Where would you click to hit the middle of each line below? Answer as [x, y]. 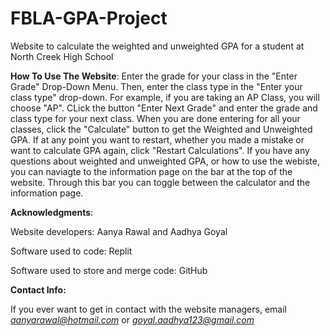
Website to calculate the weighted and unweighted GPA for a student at [157, 46]
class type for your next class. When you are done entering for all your [155, 118]
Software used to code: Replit [71, 251]
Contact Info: [38, 289]
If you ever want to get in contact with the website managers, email [148, 309]
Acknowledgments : [52, 212]
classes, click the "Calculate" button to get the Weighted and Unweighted [161, 129]
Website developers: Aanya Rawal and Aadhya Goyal [119, 231]
